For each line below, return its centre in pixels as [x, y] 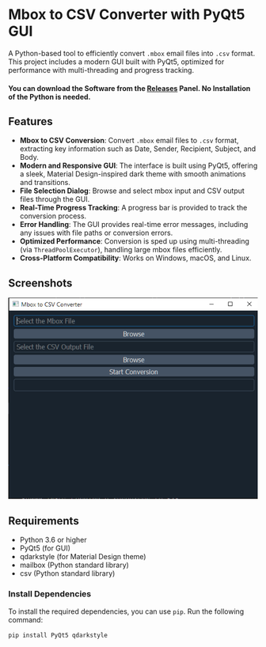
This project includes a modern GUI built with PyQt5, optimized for [116, 62]
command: [26, 619]
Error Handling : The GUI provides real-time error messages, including [134, 225]
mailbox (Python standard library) [74, 565]
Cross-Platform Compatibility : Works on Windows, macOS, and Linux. [135, 258]
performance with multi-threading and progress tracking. [101, 70]
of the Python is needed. [49, 96]
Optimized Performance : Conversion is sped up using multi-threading [134, 241]
